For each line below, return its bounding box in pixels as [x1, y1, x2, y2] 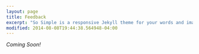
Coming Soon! [6, 41, 41, 48]
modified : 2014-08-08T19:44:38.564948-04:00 [6, 25, 118, 31]
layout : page [6, 8, 38, 15]
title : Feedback [6, 14, 46, 20]
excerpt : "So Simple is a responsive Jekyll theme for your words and [6, 19, 184, 25]
